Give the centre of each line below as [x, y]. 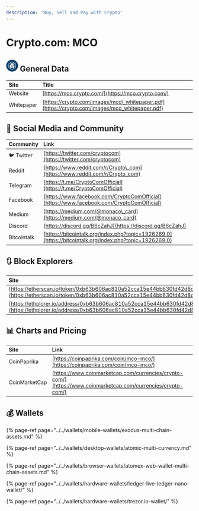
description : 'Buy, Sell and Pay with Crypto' [65, 12]
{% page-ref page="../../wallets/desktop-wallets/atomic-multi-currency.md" [99, 448]
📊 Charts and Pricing [46, 331]
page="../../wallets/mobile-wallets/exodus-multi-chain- [105, 430]
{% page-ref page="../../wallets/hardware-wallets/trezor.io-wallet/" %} [92, 502]
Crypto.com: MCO [52, 42]
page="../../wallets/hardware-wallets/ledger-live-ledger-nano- [113, 484]
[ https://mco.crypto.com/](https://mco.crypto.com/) [106, 93]
